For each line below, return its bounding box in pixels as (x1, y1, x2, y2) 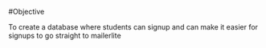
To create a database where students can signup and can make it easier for (8, 22, 259, 31)
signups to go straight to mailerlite (8, 31, 122, 40)
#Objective (8, 7, 45, 16)
